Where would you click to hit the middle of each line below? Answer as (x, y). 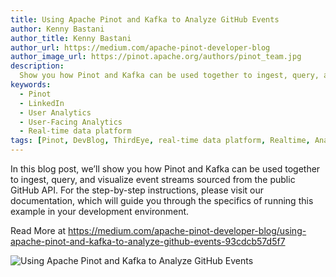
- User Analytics (55, 112)
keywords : (31, 85)
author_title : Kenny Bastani (71, 38)
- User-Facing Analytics (71, 122)
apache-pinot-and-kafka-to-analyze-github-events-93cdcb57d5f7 (148, 241)
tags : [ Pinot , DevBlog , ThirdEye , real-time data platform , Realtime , (160, 141)
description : (37, 66)
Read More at (38, 230)
